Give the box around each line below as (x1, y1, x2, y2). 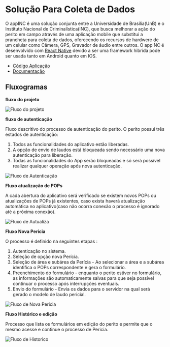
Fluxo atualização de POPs (5, 182, 62, 189)
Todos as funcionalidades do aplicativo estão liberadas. (12, 141, 129, 147)
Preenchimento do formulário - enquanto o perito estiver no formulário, (12, 270, 161, 276)
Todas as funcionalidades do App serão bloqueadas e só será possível (12, 157, 161, 163)
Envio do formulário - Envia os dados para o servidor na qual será (12, 286, 150, 292)
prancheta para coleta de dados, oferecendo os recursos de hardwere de (5, 37, 159, 43)
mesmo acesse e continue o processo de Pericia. (5, 326, 109, 332)
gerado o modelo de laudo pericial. (12, 291, 86, 297)
